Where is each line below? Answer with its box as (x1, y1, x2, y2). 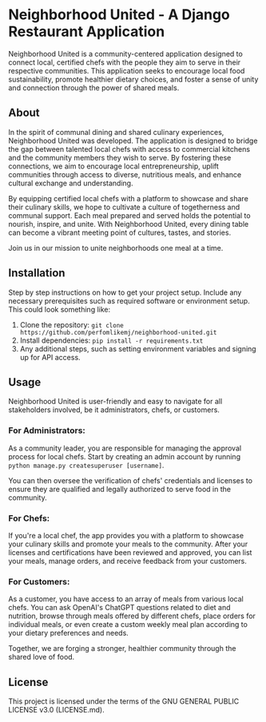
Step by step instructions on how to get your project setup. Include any (8, 288, 242, 297)
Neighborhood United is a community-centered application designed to (8, 49, 244, 58)
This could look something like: (8, 304, 111, 314)
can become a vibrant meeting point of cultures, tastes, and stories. (8, 228, 232, 237)
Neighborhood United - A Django (8, 6, 230, 24)
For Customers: (8, 576, 70, 587)
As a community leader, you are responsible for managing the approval (8, 443, 242, 453)
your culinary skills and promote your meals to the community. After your (8, 539, 248, 549)
